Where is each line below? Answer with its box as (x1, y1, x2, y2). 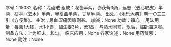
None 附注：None (5, 36, 43, 42)
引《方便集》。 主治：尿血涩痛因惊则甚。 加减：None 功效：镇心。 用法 (5, 17, 155, 23)
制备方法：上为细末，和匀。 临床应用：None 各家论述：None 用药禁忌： (5, 30, 158, 36)
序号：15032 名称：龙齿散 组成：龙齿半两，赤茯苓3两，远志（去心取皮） (5, 5, 159, 10)
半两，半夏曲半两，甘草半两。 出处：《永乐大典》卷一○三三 (41, 11, 166, 17)
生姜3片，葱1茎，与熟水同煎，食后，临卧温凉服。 (63, 24, 167, 30)
